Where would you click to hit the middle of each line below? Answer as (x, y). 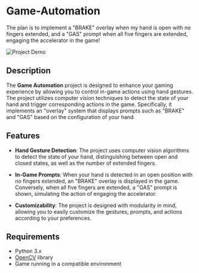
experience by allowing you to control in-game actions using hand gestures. (100, 92)
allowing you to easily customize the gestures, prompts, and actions (98, 211)
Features (23, 136)
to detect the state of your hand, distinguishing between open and (96, 156)
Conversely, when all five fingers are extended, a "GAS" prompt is (96, 187)
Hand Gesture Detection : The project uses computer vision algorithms (102, 150)
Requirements (33, 237)
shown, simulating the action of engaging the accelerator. (86, 193)
